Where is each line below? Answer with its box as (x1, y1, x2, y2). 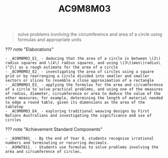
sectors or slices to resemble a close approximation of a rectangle (5, 78, 154, 83)
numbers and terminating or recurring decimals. (5, 140, 109, 145)
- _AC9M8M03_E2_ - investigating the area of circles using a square (5, 69, 154, 74)
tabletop (5, 104, 24, 109)
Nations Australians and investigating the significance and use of (5, 113, 152, 118)
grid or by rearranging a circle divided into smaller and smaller (5, 74, 150, 79)
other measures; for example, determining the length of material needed (5, 96, 163, 101)
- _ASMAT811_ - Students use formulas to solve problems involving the (5, 145, 158, 150)
